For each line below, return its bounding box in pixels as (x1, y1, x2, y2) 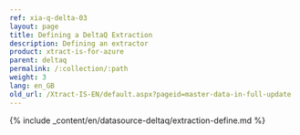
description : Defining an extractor (9, 38, 149, 48)
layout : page (9, 22, 59, 31)
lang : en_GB (9, 81, 55, 90)
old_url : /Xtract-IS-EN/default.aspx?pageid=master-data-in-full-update (9, 89, 292, 99)
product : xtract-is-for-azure (9, 47, 125, 57)
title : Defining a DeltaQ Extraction (9, 30, 153, 39)
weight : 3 (9, 73, 47, 82)
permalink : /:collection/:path (9, 65, 129, 74)
